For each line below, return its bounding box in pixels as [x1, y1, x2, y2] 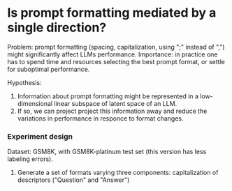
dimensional [17, 99, 53, 107]
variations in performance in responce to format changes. [17, 114, 184, 123]
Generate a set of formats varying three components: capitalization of [17, 169, 219, 177]
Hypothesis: [7, 78, 42, 86]
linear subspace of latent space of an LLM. [54, 99, 177, 107]
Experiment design [7, 131, 73, 141]
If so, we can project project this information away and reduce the [17, 107, 208, 115]
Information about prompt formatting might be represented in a [17, 92, 199, 100]
